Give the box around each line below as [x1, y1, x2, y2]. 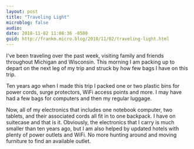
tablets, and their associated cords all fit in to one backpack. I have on [6, 112, 176, 120]
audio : [6, 25, 22, 31]
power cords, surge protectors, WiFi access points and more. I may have [6, 89, 182, 95]
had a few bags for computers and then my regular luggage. [6, 95, 152, 102]
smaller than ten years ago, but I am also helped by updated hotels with [6, 125, 179, 132]
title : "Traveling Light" [6, 14, 69, 20]
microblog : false [6, 19, 49, 25]
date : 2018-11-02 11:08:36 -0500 [6, 31, 88, 37]
